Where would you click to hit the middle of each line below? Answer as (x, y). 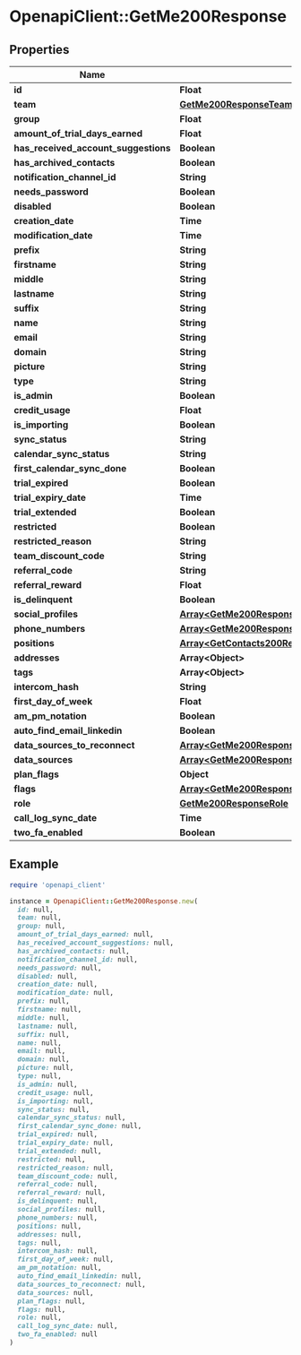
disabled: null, (47, 976)
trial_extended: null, (60, 1151)
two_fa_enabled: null (58, 1334)
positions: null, (50, 1226)
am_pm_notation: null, (60, 1268)
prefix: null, (43, 1001)
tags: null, (40, 1243)
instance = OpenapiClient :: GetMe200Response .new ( (104, 901)
